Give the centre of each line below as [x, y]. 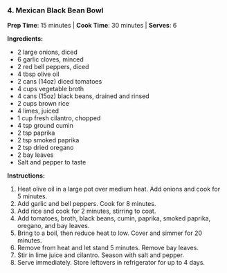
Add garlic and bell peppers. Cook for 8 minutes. [87, 204]
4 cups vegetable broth [51, 89]
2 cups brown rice [43, 104]
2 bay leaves [35, 155]
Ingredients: [25, 39]
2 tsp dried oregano [45, 148]
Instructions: [26, 176]
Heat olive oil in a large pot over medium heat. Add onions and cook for [118, 189]
